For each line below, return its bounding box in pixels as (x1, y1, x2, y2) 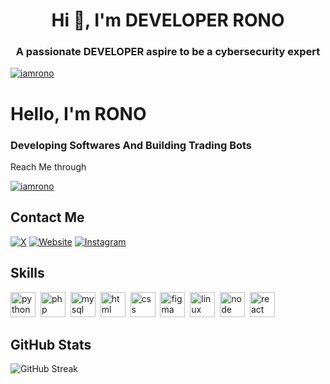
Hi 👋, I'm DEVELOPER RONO (51, 9, 285, 32)
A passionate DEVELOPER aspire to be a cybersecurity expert (15, 45, 321, 59)
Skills (10, 265, 45, 282)
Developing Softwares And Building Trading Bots (10, 138, 253, 152)
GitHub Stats (10, 336, 92, 353)
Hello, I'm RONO (10, 102, 147, 125)
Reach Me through (10, 160, 87, 173)
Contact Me (10, 209, 85, 226)
